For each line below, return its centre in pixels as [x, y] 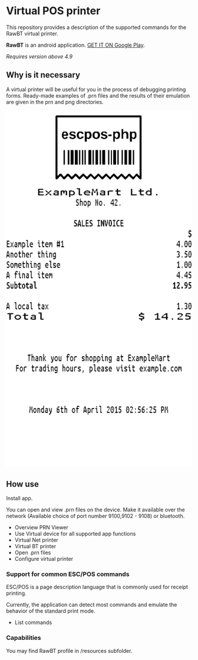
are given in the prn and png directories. [55, 102]
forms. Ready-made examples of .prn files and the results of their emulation [98, 95]
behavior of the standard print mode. [51, 611]
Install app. [19, 499]
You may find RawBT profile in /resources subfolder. [69, 651]
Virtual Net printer [37, 540]
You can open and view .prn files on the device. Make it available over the [95, 510]
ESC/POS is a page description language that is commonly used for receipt [97, 587]
